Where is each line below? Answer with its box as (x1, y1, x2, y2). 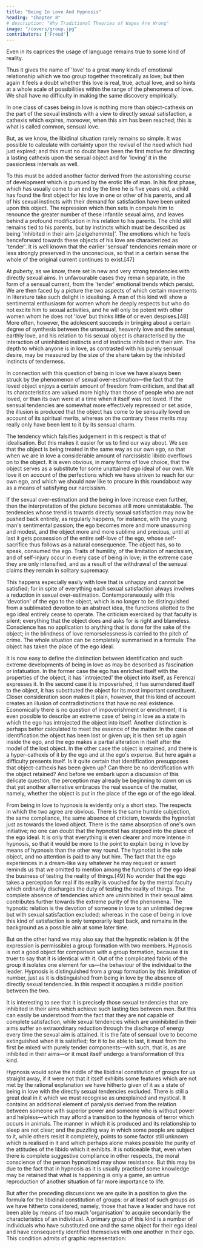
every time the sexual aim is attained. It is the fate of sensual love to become (6, 1031, 198, 1038)
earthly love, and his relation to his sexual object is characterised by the (6, 332, 185, 339)
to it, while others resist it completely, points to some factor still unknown (6, 1133, 188, 1140)
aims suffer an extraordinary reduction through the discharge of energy (6, 1024, 185, 1032)
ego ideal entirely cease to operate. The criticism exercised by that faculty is (6, 611, 198, 618)
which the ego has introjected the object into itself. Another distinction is (6, 719, 187, 726)
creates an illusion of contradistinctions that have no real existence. (6, 700, 175, 707)
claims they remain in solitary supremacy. (6, 567, 110, 574)
